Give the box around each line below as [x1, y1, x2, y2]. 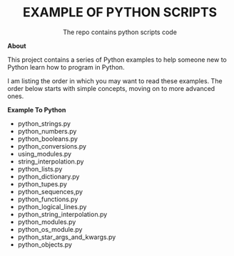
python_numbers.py [17, 127, 77, 135]
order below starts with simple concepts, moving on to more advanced [7, 84, 215, 92]
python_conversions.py [17, 142, 87, 150]
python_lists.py [17, 164, 63, 173]
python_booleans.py [17, 134, 78, 143]
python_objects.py [17, 240, 73, 249]
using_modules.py [17, 149, 72, 158]
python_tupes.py [17, 179, 68, 188]
